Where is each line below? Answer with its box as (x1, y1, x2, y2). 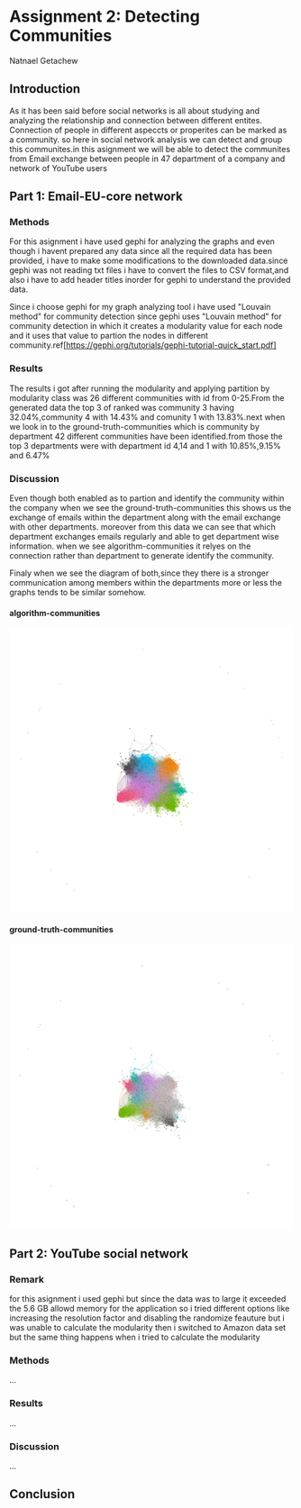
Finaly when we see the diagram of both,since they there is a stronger (9, 568, 269, 578)
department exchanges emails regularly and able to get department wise (9, 531, 279, 542)
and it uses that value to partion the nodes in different (9, 331, 209, 341)
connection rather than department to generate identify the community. (9, 550, 275, 561)
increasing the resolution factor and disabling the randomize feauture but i (9, 1313, 286, 1323)
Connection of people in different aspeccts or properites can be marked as (9, 124, 287, 135)
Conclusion (9, 1486, 76, 1502)
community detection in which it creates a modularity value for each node (9, 321, 284, 332)
